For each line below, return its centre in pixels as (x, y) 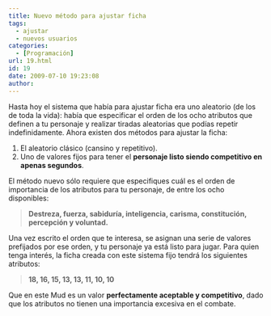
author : (21, 83)
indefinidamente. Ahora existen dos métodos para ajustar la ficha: (118, 132)
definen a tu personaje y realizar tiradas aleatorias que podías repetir (123, 124)
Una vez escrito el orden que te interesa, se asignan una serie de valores (130, 238)
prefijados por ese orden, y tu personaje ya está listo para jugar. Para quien (134, 246)
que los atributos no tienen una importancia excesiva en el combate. (122, 303)
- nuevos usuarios (47, 38)
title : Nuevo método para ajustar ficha (78, 16)
